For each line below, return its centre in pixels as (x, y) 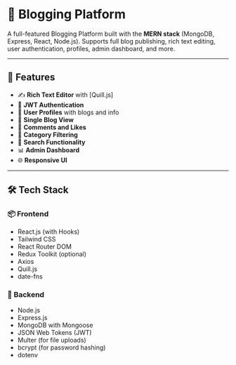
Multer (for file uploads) (52, 340)
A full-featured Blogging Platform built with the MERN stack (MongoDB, (111, 34)
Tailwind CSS (37, 239)
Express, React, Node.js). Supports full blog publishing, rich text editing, (111, 41)
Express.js (32, 317)
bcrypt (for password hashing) (61, 347)
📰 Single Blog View (45, 119)
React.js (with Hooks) (48, 232)
